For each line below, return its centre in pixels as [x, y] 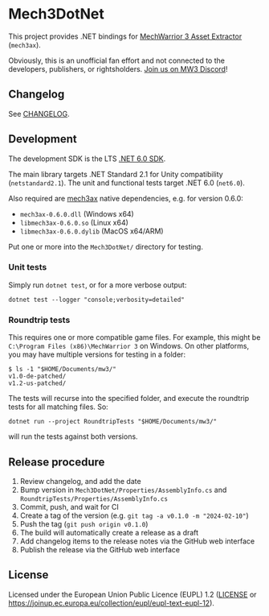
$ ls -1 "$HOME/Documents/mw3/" [62, 370]
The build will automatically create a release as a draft [109, 532]
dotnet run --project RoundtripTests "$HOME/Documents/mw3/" [113, 422]
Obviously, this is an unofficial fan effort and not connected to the [116, 60]
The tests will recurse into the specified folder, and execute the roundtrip [129, 399]
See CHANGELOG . [39, 114]
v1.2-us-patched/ [37, 383]
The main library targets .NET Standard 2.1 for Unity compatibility [116, 174]
